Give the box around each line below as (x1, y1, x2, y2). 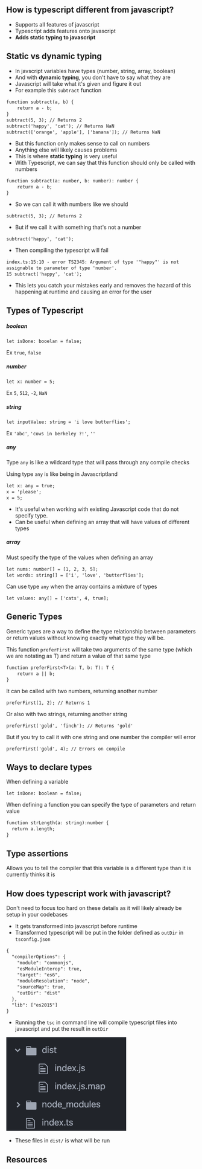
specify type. (14, 511, 48, 519)
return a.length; (11, 826, 55, 832)
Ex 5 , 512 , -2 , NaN (6, 389, 48, 396)
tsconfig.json (14, 937, 51, 943)
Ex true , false (6, 348, 42, 356)
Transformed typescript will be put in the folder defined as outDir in (14, 929, 184, 937)
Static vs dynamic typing (6, 51, 103, 62)
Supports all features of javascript (14, 21, 99, 28)
